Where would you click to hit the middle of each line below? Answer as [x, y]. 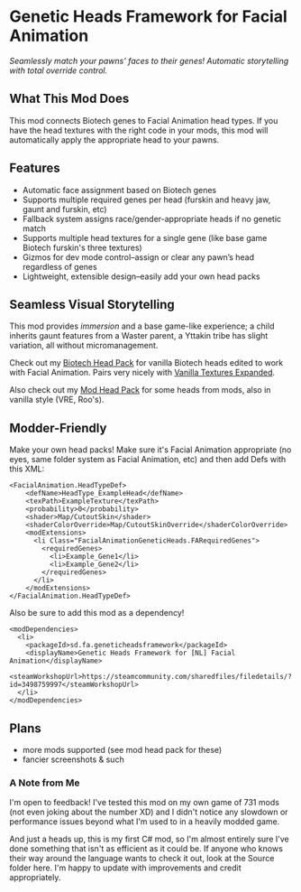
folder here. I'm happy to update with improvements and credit [125, 868]
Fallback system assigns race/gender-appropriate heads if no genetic [152, 218]
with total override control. [59, 70]
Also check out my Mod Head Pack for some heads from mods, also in [140, 390]
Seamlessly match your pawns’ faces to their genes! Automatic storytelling [149, 60]
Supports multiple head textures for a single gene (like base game [145, 237]
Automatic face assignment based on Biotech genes [119, 190]
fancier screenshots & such [73, 759]
